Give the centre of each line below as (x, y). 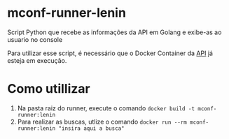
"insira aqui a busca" (91, 128)
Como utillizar (49, 89)
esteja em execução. (37, 60)
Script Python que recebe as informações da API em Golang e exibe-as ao (114, 32)
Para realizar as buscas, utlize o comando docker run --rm (102, 122)
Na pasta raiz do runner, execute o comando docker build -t (106, 108)
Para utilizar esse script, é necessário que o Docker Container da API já (110, 53)
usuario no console (35, 39)
